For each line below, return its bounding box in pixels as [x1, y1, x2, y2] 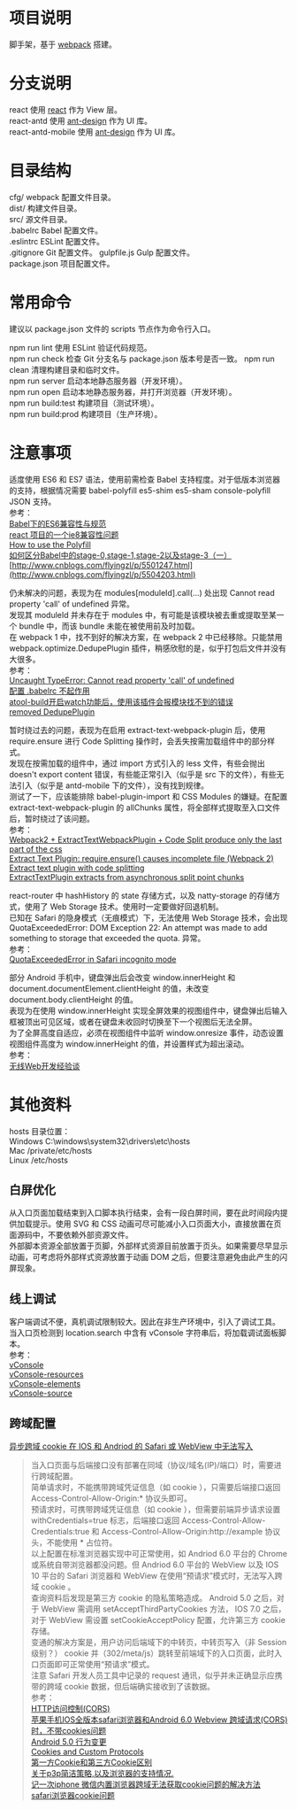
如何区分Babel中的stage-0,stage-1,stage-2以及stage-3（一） [9, 550, 232, 560]
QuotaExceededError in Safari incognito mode [9, 954, 177, 964]
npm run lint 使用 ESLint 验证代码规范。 [9, 342, 152, 352]
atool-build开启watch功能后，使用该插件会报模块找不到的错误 [9, 696, 234, 707]
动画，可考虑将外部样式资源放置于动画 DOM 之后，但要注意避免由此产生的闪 [9, 1252, 288, 1263]
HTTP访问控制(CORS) [30, 1704, 110, 1714]
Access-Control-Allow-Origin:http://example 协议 [101, 1527, 281, 1537]
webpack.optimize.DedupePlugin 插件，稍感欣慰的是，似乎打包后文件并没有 [9, 643, 287, 653]
